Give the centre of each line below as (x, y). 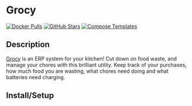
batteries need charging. (36, 77)
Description (28, 45)
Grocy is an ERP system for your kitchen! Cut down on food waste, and (92, 58)
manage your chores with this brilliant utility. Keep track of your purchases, (97, 65)
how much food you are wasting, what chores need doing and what (87, 71)
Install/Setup (30, 96)
